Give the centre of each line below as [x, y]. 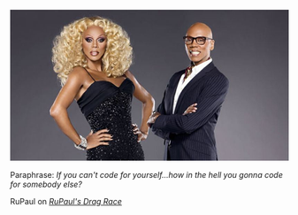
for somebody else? [46, 184]
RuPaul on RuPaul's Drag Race [66, 202]
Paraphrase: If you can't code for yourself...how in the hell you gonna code [147, 175]
